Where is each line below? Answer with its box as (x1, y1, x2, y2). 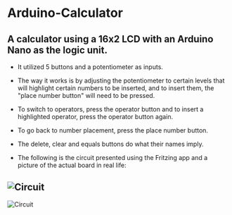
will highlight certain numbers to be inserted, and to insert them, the (17, 84, 214, 92)
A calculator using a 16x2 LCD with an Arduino (7, 33, 214, 45)
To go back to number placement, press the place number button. (17, 126, 209, 135)
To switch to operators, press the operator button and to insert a (17, 105, 204, 113)
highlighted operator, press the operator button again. (17, 113, 174, 121)
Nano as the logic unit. (7, 44, 108, 56)
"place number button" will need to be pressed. (17, 92, 155, 99)
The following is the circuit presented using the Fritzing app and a (17, 154, 208, 161)
